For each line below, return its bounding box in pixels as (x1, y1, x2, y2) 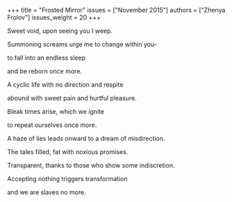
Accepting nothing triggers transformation (7, 175, 128, 183)
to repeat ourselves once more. (7, 121, 97, 129)
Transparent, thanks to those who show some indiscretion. (7, 161, 175, 169)
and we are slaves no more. (7, 188, 86, 196)
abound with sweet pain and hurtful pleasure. (7, 94, 137, 102)
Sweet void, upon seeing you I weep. (7, 27, 113, 35)
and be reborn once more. (7, 67, 82, 75)
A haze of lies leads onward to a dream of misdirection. (7, 135, 165, 142)
